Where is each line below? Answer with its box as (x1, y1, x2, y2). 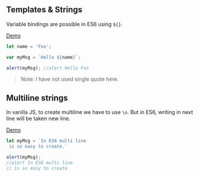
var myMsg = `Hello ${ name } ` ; (6, 54, 81, 60)
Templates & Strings (6, 5, 83, 15)
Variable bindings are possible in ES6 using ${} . (6, 20, 123, 27)
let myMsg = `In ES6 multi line (6, 138, 86, 144)
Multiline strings (6, 93, 68, 103)
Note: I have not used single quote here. (20, 75, 119, 83)
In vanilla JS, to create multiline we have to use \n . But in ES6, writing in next (6, 109, 193, 116)
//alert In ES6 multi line (6, 160, 73, 166)
